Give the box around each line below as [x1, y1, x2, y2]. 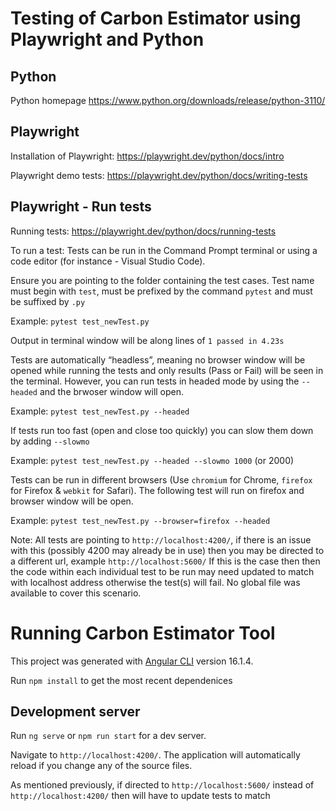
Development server [10, 703, 141, 720]
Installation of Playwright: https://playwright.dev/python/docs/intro [10, 150, 285, 162]
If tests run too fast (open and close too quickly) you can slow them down [10, 424, 314, 436]
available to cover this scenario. [10, 587, 142, 599]
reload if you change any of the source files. [10, 760, 193, 772]
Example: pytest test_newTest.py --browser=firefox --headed [10, 514, 271, 526]
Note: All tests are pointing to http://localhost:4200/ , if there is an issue [10, 533, 312, 546]
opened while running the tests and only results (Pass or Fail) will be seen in [10, 364, 324, 376]
